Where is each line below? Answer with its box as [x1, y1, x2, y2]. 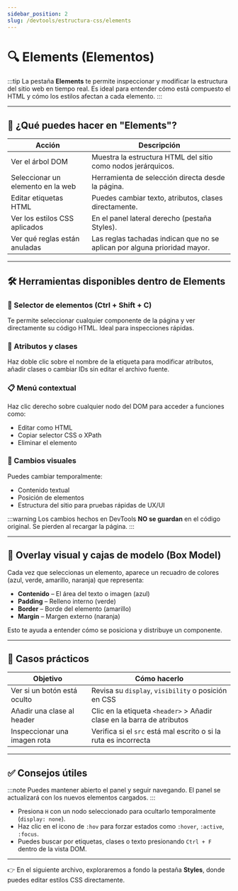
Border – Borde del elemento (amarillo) [17, 604, 132, 613]
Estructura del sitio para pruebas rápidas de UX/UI [17, 500, 165, 509]
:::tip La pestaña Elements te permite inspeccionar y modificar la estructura [7, 77, 228, 86]
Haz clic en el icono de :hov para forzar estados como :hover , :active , [17, 822, 225, 831]
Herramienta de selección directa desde [91, 173, 225, 183]
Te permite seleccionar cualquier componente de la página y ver [7, 316, 196, 325]
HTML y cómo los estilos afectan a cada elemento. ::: [7, 92, 163, 101]
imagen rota [11, 735, 51, 745]
